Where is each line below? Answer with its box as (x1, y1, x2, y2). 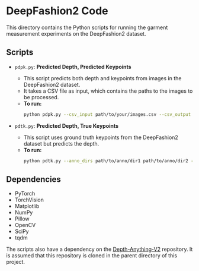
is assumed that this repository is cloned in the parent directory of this (6, 252, 178, 259)
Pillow (14, 215, 30, 222)
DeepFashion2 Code (6, 4, 108, 18)
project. (6, 259, 25, 266)
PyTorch (14, 190, 36, 197)
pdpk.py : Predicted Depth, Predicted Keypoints (14, 63, 131, 70)
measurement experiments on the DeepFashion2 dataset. (6, 30, 146, 37)
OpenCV (14, 222, 36, 229)
